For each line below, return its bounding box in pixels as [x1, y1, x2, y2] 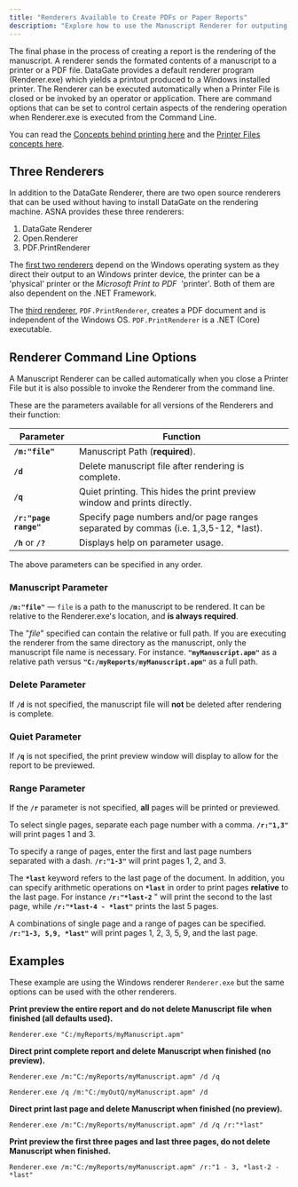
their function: [9, 409, 61, 420]
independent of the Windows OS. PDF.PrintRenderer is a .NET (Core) [9, 314, 261, 325]
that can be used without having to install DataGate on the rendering [9, 197, 259, 208]
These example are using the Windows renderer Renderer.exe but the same [9, 977, 285, 988]
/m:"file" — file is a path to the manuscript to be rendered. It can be [9, 601, 266, 613]
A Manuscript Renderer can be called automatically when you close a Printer [9, 374, 289, 384]
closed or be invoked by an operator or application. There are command [9, 92, 272, 103]
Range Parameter [9, 782, 86, 795]
